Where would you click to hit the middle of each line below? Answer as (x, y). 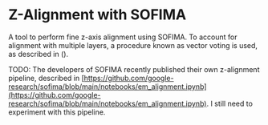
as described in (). (39, 54)
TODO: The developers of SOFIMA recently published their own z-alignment (134, 69)
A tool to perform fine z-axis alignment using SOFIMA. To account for (123, 37)
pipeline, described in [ (46, 78)
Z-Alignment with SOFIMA (97, 15)
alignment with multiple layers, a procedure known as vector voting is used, (133, 45)
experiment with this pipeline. (57, 112)
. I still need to (229, 103)
